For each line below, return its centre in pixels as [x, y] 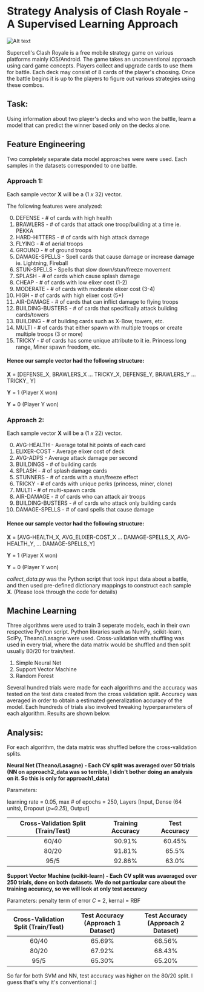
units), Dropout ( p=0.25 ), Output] [48, 809]
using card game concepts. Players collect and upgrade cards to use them [100, 66]
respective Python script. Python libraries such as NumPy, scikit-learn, [95, 632]
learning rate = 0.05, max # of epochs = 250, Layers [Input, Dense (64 [94, 802]
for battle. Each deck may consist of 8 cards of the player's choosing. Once [101, 72]
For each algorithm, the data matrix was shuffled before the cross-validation [102, 747]
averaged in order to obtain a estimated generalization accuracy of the [95, 700]
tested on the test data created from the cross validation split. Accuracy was [102, 694]
